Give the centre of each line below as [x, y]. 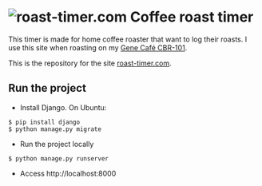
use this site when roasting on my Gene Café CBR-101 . [98, 47]
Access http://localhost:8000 [68, 173]
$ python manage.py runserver [59, 158]
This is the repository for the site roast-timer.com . [90, 63]
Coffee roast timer [192, 17]
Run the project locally [57, 144]
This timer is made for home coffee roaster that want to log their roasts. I [128, 39]
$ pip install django [44, 122]
